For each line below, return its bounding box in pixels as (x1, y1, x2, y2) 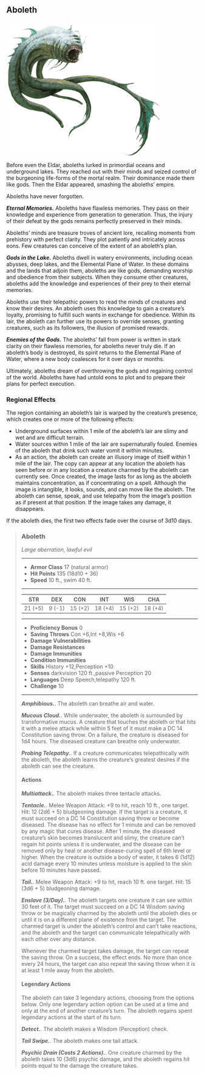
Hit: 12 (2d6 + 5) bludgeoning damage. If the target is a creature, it (21, 808, 187, 815)
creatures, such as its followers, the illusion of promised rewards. (6, 324, 169, 331)
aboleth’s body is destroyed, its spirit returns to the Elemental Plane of (6, 349, 182, 356)
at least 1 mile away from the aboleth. (21, 966, 115, 974)
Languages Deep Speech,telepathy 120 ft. (30, 676, 137, 683)
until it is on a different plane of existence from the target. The (21, 916, 177, 923)
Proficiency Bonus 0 (30, 624, 83, 631)
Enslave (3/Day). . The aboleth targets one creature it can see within (21, 896, 192, 904)
